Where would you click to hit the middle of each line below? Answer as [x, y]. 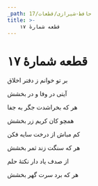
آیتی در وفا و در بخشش [37, 94]
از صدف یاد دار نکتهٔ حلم [38, 162]
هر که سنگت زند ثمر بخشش [44, 148]
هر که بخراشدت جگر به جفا [42, 107]
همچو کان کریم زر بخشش [41, 121]
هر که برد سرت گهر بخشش [43, 175]
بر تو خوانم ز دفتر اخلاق [38, 80]
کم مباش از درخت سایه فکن [44, 134]
